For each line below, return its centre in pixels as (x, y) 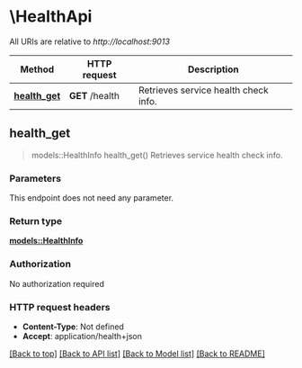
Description (213, 69)
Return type (36, 220)
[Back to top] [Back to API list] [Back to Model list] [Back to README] (137, 354)
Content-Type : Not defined (73, 327)
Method (37, 69)
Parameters (35, 178)
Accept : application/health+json (82, 336)
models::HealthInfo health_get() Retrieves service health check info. (157, 155)
